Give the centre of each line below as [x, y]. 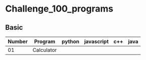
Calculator [45, 50]
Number [18, 42]
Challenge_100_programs [59, 9]
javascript [96, 42]
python [70, 42]
